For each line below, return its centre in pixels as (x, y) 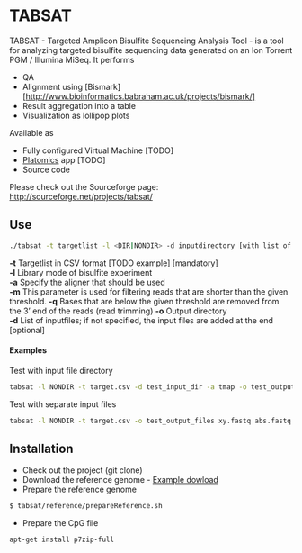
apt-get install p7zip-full (62, 540)
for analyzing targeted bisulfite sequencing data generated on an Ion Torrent (151, 50)
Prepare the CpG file (60, 523)
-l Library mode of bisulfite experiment (81, 272)
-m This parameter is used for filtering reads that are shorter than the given (149, 291)
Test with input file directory (62, 370)
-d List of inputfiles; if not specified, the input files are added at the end (142, 320)
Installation (41, 448)
